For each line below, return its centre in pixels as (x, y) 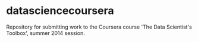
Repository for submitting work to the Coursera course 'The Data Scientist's (99, 27)
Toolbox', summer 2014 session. (45, 33)
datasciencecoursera (60, 11)
